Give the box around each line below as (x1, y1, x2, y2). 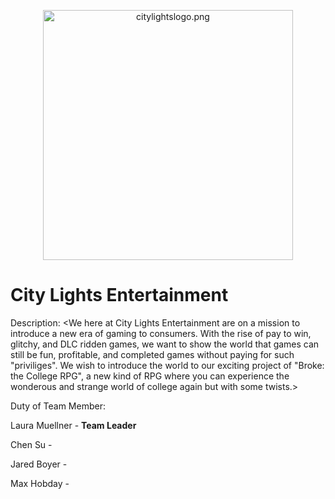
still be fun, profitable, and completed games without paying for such (10, 348, 295, 360)
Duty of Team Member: (10, 400, 106, 412)
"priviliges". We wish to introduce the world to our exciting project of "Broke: (10, 359, 325, 371)
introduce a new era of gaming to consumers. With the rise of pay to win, (10, 327, 312, 339)
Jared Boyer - (10, 458, 68, 470)
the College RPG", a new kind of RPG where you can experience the (10, 370, 290, 382)
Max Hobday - (10, 477, 70, 489)
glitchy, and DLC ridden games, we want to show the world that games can (10, 338, 320, 350)
